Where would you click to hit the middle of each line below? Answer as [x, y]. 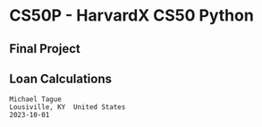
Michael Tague [36, 99]
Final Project [45, 49]
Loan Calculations [61, 78]
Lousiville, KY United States [68, 107]
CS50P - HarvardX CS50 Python [132, 16]
